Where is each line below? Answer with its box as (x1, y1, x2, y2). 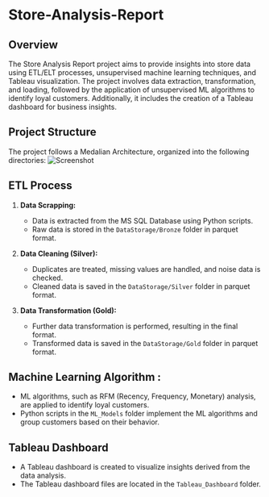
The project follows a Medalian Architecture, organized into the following (8, 147, 250, 157)
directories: (8, 155, 47, 165)
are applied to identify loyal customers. (19, 400, 150, 410)
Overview (8, 38, 59, 52)
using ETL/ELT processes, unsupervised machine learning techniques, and (8, 68, 256, 77)
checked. (31, 273, 64, 282)
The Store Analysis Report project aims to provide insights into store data (8, 59, 251, 69)
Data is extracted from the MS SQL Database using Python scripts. (31, 215, 254, 225)
